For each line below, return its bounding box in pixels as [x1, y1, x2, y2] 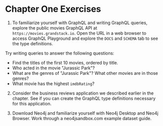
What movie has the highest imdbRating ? [12, 80, 95, 87]
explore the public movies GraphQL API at [12, 25, 98, 31]
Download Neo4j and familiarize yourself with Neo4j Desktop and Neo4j [12, 110, 159, 116]
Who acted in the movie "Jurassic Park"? [12, 65, 95, 71]
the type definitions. [12, 40, 53, 46]
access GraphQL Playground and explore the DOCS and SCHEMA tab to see [12, 35, 159, 41]
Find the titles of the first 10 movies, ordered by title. [12, 60, 118, 65]
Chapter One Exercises [5, 3, 101, 15]
